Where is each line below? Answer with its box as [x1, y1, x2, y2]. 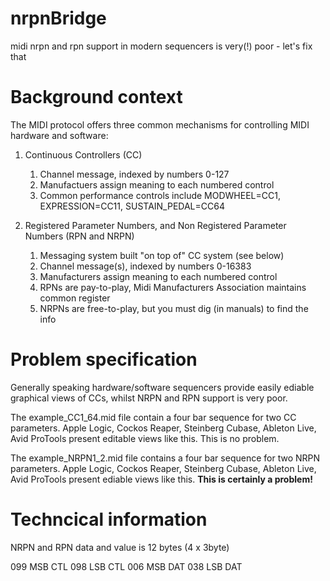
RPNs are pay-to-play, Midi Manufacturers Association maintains [39, 281, 307, 293]
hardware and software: [10, 129, 109, 141]
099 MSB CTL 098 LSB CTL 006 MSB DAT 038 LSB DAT [10, 560, 243, 572]
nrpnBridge [10, 7, 107, 30]
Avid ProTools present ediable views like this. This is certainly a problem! [10, 473, 313, 485]
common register [39, 292, 111, 304]
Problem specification [10, 348, 198, 371]
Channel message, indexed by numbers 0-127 [39, 168, 230, 180]
